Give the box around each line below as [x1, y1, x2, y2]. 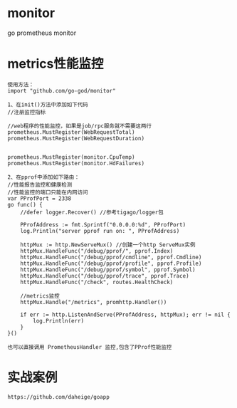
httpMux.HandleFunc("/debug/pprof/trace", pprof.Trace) [20, 272, 190, 279]
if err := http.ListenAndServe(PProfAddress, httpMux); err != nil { [20, 311, 231, 318]
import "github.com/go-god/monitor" [7, 87, 116, 94]
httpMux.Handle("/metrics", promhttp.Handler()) [20, 298, 167, 305]
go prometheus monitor [7, 28, 77, 37]
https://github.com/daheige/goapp [7, 393, 110, 400]
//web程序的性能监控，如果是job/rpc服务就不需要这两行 [7, 122, 152, 130]
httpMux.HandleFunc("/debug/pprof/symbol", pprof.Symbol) [20, 266, 196, 273]
